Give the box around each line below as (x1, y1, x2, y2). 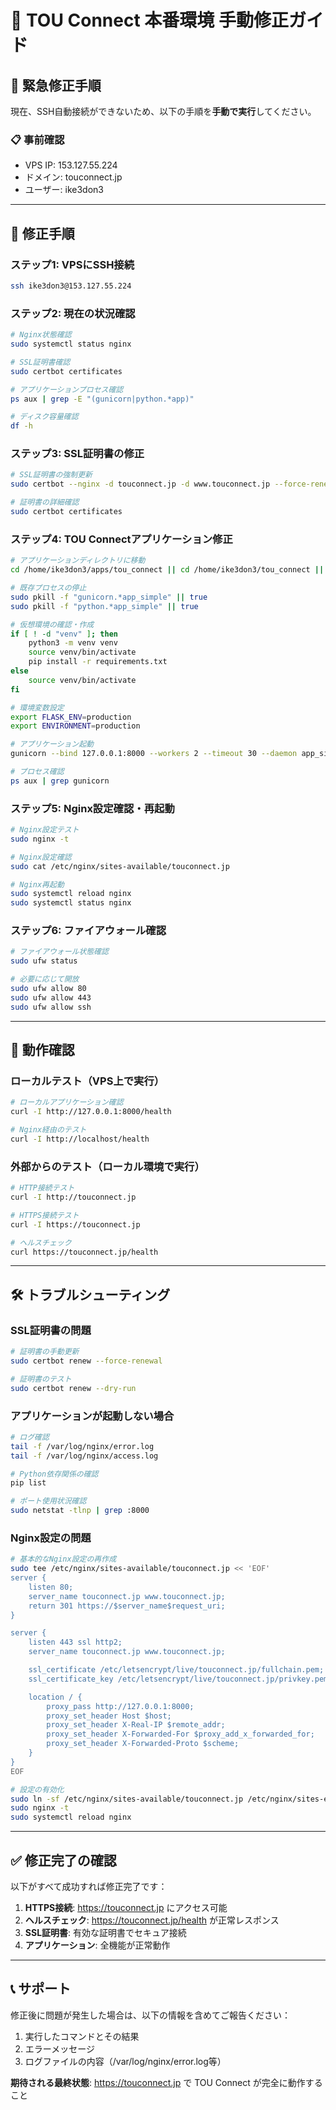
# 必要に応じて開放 (10, 974, 80, 985)
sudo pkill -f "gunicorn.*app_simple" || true (10, 592, 208, 602)
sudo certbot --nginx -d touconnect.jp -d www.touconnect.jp (10, 479, 271, 490)
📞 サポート (10, 1981, 72, 1998)
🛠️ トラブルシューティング (10, 1286, 171, 1303)
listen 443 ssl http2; (28, 1637, 123, 1648)
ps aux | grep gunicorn (10, 776, 110, 786)
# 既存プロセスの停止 (10, 583, 87, 593)
